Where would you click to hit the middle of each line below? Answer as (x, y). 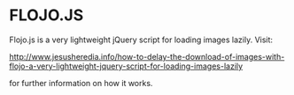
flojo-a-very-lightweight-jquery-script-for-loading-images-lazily (126, 66)
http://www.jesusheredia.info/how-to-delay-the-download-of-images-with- (147, 56)
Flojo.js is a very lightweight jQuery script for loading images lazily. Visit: (141, 40)
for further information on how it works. (81, 83)
